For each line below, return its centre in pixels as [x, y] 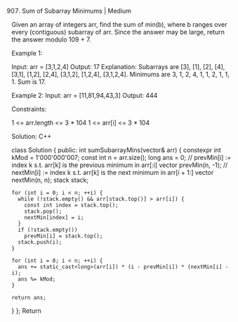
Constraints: [29, 109]
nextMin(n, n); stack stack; [50, 180]
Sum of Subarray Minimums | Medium [77, 11]
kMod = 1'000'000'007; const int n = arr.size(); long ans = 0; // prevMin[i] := [121, 157]
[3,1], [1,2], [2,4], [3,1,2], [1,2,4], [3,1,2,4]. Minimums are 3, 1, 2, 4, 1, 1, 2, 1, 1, [121, 74]
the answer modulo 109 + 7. [51, 39]
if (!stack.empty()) [48, 230]
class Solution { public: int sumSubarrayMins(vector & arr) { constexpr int [117, 150]
